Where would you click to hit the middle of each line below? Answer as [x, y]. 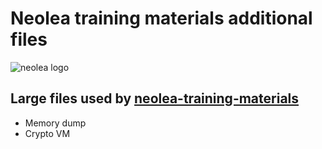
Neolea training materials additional [161, 18]
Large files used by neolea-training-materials [155, 98]
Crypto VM [47, 133]
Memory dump [55, 123]
